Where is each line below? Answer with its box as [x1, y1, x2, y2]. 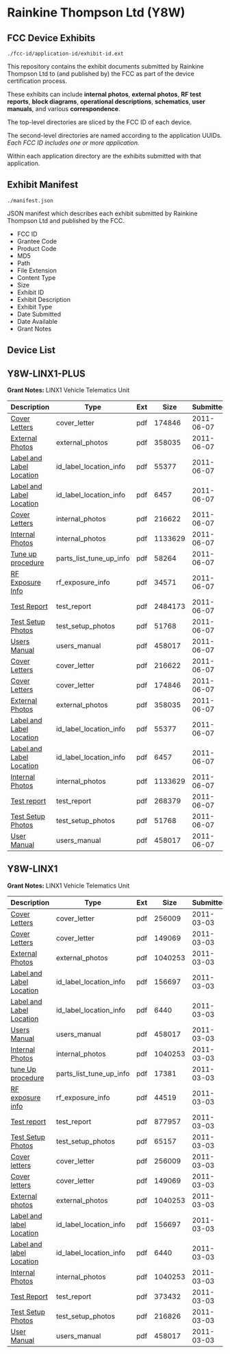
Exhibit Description [16, 295, 71, 303]
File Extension [16, 266, 57, 274]
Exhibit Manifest [7, 179, 79, 191]
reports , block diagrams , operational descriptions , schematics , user [7, 97, 205, 106]
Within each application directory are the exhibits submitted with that [7, 152, 202, 160]
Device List [7, 344, 56, 356]
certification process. [7, 77, 67, 85]
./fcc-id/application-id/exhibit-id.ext [7, 50, 125, 57]
